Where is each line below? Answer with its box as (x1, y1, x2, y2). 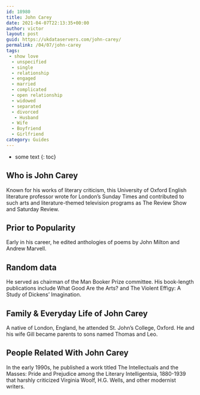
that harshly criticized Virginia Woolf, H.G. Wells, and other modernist (6, 376, 176, 384)
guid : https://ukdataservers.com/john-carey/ (6, 37, 121, 42)
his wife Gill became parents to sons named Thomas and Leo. (6, 330, 158, 338)
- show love (8, 53, 39, 59)
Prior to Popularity (6, 223, 76, 233)
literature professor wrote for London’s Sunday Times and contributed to (6, 193, 184, 200)
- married (11, 81, 36, 87)
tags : (6, 48, 20, 54)
